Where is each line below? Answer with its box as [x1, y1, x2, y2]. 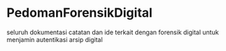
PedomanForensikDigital [6, 5, 153, 21]
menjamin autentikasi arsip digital [6, 35, 103, 43]
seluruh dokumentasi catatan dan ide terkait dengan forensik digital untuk [6, 28, 219, 36]
